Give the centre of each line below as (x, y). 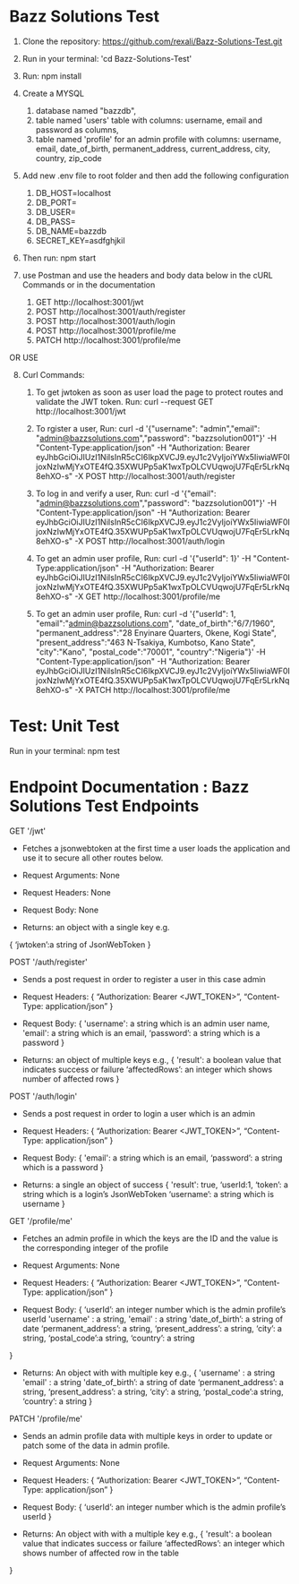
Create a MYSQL (53, 93)
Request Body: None (60, 910)
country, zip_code (69, 158)
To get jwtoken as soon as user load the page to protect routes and (159, 392)
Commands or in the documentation (89, 285)
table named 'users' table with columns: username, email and (149, 120)
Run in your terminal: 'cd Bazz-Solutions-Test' (107, 58)
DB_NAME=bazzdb (71, 231)
